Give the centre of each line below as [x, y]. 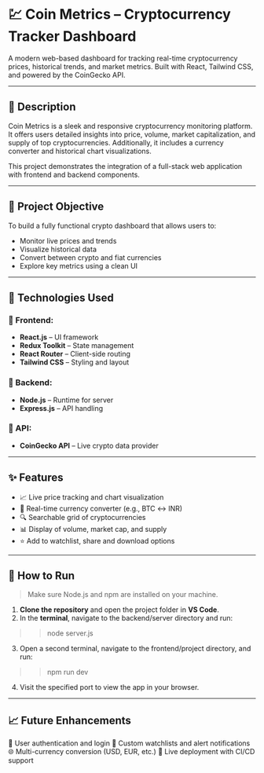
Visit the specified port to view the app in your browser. [109, 687]
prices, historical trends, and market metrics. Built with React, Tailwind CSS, [131, 66]
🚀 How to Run [42, 576]
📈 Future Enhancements [70, 720]
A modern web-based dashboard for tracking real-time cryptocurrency [123, 58]
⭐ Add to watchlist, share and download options [97, 540]
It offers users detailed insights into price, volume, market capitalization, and [132, 134]
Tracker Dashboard [72, 37]
